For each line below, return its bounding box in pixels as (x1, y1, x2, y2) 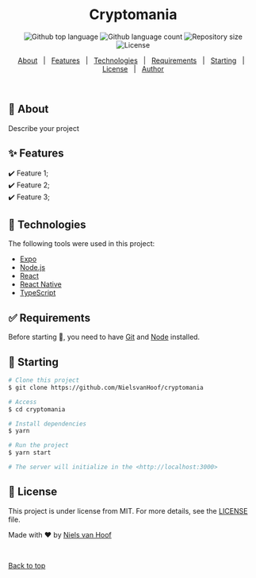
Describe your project (8, 123, 79, 133)
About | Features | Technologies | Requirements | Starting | (17, 56, 245, 65)
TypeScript (19, 288, 56, 298)
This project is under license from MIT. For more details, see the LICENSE (8, 506, 248, 515)
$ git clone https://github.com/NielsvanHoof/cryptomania (8, 383, 204, 391)
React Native (19, 279, 62, 289)
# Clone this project (8, 376, 80, 384)
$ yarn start (8, 449, 52, 457)
